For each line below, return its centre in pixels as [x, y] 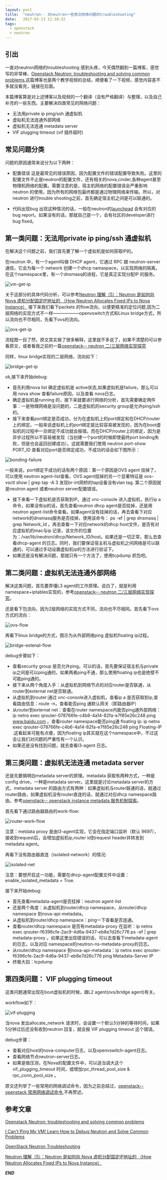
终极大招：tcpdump [33, 962]
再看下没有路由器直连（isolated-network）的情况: [56, 855]
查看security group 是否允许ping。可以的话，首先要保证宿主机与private [85, 666]
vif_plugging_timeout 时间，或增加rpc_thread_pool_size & [71, 1069]
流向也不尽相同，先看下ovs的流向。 [46, 319]
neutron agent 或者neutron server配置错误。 [55, 489]
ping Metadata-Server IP [128, 956]
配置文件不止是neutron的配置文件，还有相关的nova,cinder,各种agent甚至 [87, 179]
